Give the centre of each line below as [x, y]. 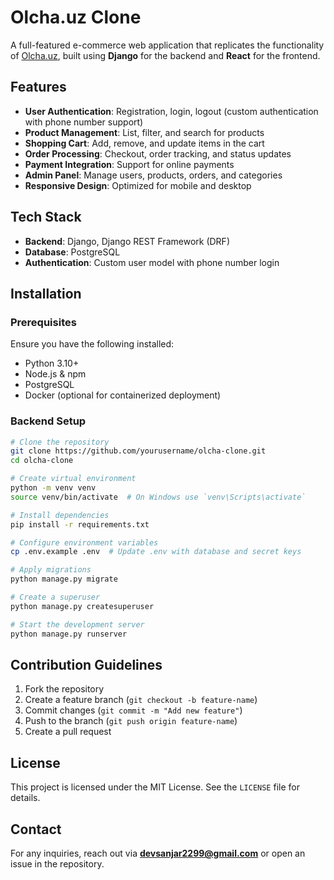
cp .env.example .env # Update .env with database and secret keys [156, 552]
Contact [36, 829]
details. [25, 798]
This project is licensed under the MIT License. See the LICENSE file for [155, 787]
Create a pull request [68, 732]
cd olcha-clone [42, 461]
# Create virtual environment [73, 479]
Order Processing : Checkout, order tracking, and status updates [158, 153]
